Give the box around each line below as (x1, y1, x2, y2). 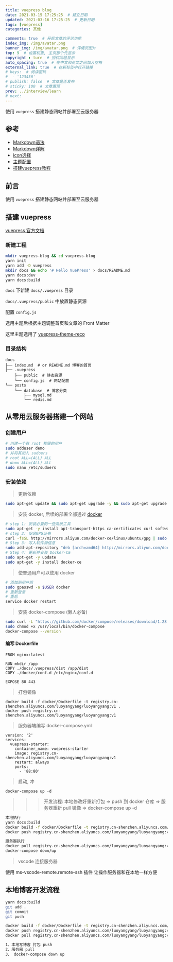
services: (5, 737, 27, 742)
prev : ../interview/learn (5, 89, 61, 94)
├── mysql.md (24, 392, 52, 398)
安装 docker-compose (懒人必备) (18, 609, 88, 615)
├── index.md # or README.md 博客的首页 (5, 362, 92, 368)
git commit (5, 909, 29, 914)
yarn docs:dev (5, 272, 36, 278)
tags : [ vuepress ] (5, 22, 43, 27)
